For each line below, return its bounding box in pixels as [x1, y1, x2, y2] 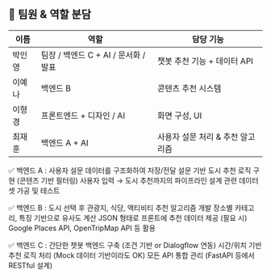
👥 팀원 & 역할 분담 [8, 7, 91, 22]
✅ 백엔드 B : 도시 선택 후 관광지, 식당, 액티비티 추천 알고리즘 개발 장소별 [8, 203, 233, 213]
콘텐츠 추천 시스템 [156, 82, 222, 94]
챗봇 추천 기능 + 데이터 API [156, 55, 254, 66]
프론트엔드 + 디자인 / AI [40, 110, 126, 121]
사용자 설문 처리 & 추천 [156, 131, 239, 142]
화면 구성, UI [156, 110, 202, 121]
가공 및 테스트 [16, 185, 60, 196]
